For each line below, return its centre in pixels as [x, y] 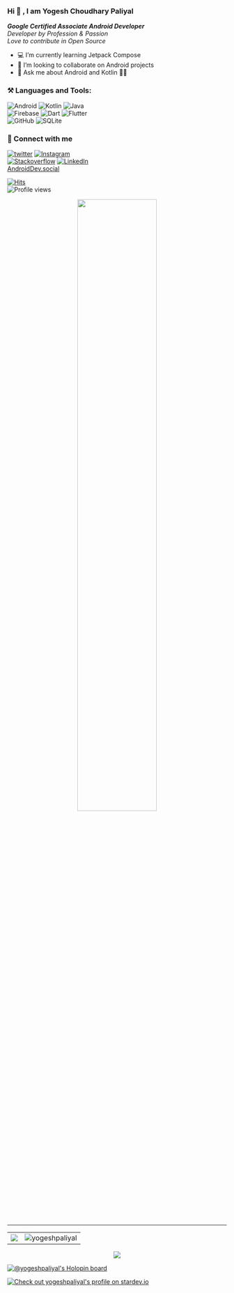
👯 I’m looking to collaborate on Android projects [86, 65]
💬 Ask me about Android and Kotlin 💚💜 [72, 72]
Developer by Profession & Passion [58, 33]
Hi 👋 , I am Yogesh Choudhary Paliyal [70, 11]
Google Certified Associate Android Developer [76, 26]
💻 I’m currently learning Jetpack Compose [79, 55]
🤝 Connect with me [40, 139]
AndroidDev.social [33, 168]
